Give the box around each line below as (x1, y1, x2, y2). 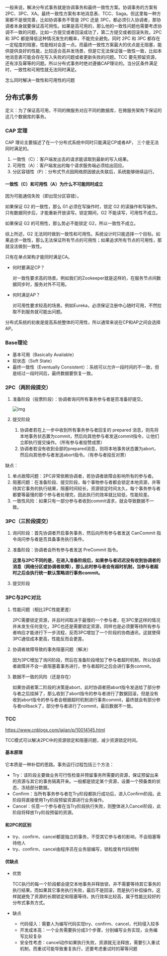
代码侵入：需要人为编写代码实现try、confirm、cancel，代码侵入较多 (19, 921, 160, 927)
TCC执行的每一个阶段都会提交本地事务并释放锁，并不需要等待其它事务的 (12, 881, 161, 887)
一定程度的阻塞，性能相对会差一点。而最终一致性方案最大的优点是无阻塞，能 (5, 42, 162, 47)
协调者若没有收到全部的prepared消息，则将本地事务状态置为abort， (19, 445, 159, 452)
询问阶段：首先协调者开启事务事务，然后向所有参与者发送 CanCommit (12, 530, 156, 536)
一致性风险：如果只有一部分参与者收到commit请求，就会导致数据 (12, 497, 146, 504)
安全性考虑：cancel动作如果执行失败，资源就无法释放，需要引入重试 (19, 940, 160, 946)
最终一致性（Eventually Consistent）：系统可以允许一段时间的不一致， (12, 364, 155, 370)
